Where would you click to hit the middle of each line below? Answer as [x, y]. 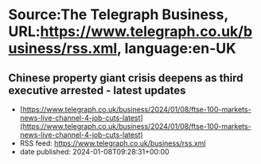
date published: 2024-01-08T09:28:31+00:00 [94, 152]
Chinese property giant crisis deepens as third [126, 78]
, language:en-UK [176, 49]
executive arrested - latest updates [97, 90]
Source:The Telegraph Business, [118, 15]
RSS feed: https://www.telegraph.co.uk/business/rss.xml [113, 143]
